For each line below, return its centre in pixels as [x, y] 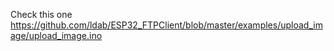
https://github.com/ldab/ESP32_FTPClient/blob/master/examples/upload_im [166, 25]
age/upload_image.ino [56, 35]
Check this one [41, 14]
